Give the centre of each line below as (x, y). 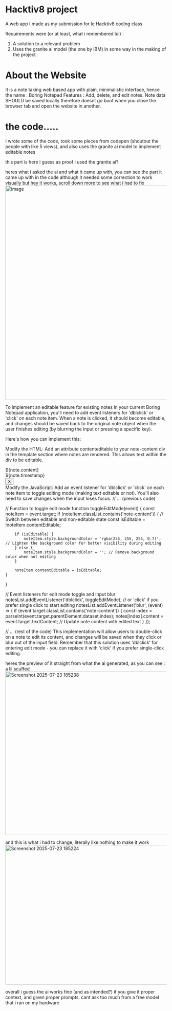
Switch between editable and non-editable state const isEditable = (76, 519)
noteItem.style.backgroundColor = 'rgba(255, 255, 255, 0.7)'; (92, 538)
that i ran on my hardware (33, 1003)
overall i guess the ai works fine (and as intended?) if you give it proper (80, 991)
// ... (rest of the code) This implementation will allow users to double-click (84, 631)
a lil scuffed (17, 669)
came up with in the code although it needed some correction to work (79, 177)
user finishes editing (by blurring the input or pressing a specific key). (79, 429)
